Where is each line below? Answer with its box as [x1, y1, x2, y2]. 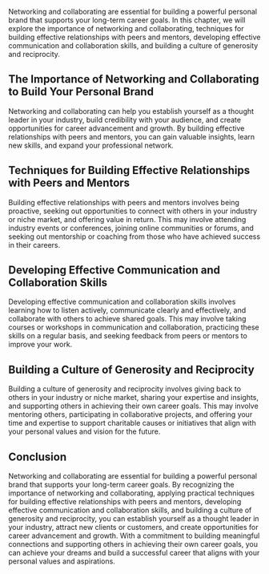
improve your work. [8, 340, 73, 350]
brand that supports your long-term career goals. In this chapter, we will [8, 15, 246, 25]
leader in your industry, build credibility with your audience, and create [8, 115, 242, 124]
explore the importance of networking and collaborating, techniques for [8, 24, 244, 33]
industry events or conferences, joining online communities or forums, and [8, 223, 255, 232]
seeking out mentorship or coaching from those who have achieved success [8, 232, 261, 241]
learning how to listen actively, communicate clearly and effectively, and [8, 305, 247, 315]
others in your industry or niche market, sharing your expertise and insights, [8, 393, 259, 402]
